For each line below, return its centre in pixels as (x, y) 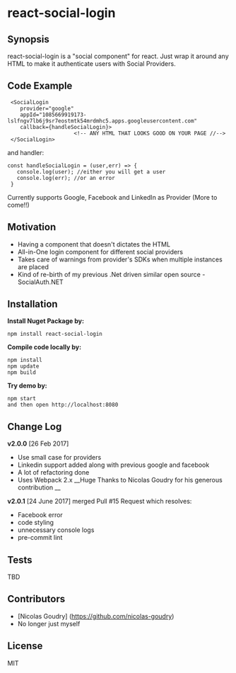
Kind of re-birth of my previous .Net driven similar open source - (111, 274)
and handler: (26, 152)
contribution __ (39, 487)
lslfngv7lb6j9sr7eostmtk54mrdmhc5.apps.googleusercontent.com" (102, 121)
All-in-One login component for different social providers (100, 251)
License (25, 646)
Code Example (40, 86)
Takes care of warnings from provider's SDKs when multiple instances (120, 259)
